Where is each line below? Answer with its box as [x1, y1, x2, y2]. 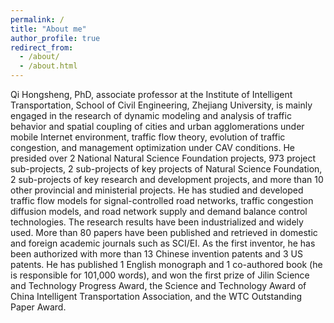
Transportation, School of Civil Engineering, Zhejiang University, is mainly [10, 99, 313, 111]
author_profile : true [10, 33, 101, 43]
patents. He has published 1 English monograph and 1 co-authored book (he [10, 259, 323, 270]
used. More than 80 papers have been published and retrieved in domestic [10, 227, 318, 238]
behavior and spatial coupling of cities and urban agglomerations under [10, 121, 305, 132]
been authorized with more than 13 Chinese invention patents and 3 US [10, 248, 303, 260]
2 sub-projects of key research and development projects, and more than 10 [10, 174, 324, 185]
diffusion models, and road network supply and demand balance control [10, 206, 308, 217]
